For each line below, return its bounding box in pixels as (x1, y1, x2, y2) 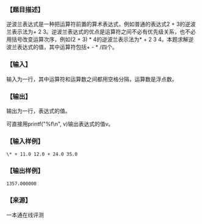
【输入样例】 (6, 136, 45, 145)
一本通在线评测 (6, 211, 44, 218)
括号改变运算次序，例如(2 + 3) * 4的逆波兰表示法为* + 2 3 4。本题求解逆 (11, 35, 194, 43)
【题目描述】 (6, 5, 45, 13)
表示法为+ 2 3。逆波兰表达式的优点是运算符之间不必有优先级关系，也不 (11, 28, 191, 35)
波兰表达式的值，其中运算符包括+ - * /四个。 (6, 43, 118, 51)
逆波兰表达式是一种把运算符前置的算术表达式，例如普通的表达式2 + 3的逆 (6, 20, 191, 28)
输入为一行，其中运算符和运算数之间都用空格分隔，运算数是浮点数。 (6, 75, 178, 83)
